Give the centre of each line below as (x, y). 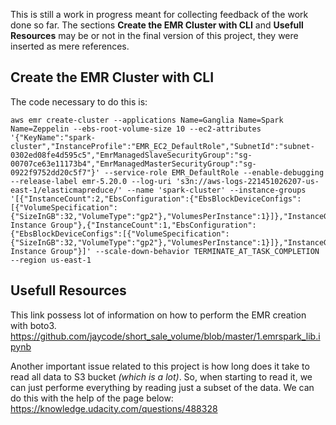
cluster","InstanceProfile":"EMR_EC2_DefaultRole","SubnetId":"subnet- (162, 146)
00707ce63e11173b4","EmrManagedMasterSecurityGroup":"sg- (133, 164)
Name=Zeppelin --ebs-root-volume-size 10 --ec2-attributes (136, 129)
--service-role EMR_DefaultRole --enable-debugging (214, 172)
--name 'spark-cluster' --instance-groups (216, 190)
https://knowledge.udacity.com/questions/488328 (114, 408)
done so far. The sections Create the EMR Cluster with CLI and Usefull (157, 25)
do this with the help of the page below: (92, 398)
